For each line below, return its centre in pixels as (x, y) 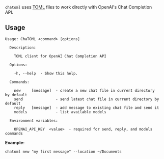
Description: (23, 48)
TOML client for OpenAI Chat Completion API (60, 56)
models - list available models (60, 112)
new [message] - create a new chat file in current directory (84, 90)
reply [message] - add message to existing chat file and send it (87, 107)
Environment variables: (34, 120)
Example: (15, 142)
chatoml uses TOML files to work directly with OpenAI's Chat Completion (79, 7)
